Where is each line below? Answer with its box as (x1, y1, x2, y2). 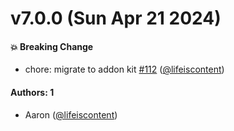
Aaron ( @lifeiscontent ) (24, 108, 118, 121)
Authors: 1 (10, 86, 55, 98)
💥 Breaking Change (10, 40, 94, 52)
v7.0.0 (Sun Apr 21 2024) (10, 7, 222, 30)
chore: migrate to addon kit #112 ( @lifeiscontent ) (24, 63, 225, 76)
